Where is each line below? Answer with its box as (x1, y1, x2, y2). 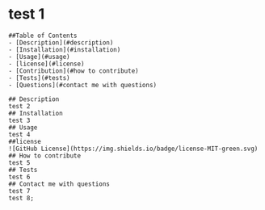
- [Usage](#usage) (8, 52, 70, 61)
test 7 (8, 187, 31, 195)
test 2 (8, 102, 31, 110)
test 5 (8, 158, 31, 166)
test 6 (8, 173, 31, 181)
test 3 (8, 116, 31, 124)
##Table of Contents (8, 31, 78, 40)
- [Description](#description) (8, 38, 114, 47)
